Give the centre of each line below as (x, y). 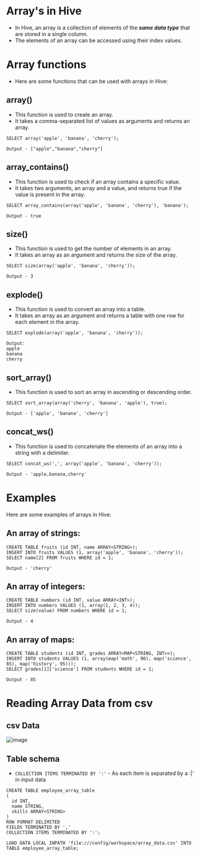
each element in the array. (47, 322)
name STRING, (28, 806)
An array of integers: (46, 586)
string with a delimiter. (42, 452)
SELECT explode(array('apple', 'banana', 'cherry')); (75, 333)
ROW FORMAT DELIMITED (33, 822)
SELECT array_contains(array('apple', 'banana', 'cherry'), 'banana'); (97, 205)
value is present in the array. (50, 194)
